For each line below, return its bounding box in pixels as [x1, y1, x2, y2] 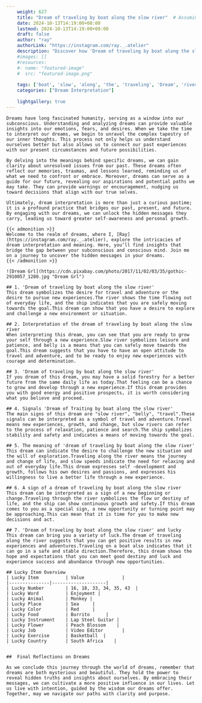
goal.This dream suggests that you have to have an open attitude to [6, 348, 185, 354]
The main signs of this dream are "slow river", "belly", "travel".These [6, 411, 195, 417]
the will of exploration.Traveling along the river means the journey [6, 453, 187, 459]
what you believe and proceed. [6, 395, 85, 401]
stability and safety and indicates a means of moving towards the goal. [6, 432, 195, 438]
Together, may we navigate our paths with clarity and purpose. [6, 690, 171, 697]
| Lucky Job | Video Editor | [6, 627, 125, 634]
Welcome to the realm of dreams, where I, [6, 231, 114, 237]
